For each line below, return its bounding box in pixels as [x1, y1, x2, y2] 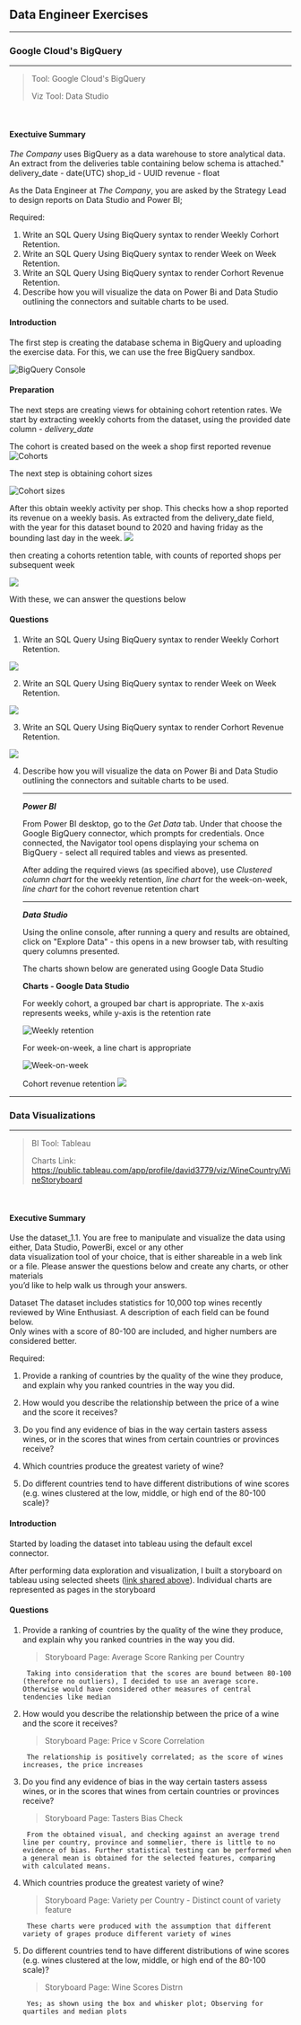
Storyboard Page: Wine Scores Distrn [44, 1981, 184, 1993]
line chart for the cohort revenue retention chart [21, 883, 200, 894]
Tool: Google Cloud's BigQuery [30, 74, 146, 84]
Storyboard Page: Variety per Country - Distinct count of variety [44, 1895, 281, 1906]
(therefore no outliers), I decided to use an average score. [21, 1676, 260, 1685]
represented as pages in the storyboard [9, 1584, 156, 1595]
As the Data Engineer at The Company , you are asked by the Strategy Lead [9, 185, 287, 196]
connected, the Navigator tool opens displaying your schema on [21, 837, 260, 848]
